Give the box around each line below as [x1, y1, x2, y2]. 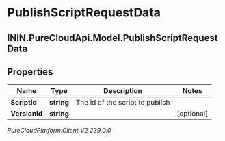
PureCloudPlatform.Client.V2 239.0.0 [7, 127, 111, 135]
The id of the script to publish [75, 98, 170, 107]
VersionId [10, 109, 43, 118]
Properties [7, 66, 53, 77]
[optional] [176, 109, 209, 118]
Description [103, 86, 142, 96]
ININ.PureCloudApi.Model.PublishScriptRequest [7, 32, 218, 44]
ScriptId [10, 98, 38, 107]
